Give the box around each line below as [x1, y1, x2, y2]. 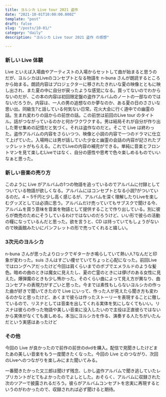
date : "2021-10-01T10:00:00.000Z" [5, 12, 77, 17]
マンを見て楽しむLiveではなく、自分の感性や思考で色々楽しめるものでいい [9, 149, 161, 155]
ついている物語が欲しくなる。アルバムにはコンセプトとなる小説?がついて [5, 188, 154, 194]
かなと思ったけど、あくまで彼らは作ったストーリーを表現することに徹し [13, 294, 161, 300]
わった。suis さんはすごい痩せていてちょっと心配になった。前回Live [18, 257, 157, 263]
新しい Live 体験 [5, 57, 43, 64]
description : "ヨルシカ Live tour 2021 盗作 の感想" [5, 35, 110, 40]
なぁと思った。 [5, 156, 36, 162]
